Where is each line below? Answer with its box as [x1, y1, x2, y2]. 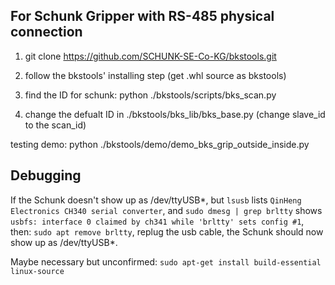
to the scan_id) [24, 119, 87, 131]
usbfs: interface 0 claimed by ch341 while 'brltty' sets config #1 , [10, 215, 305, 227]
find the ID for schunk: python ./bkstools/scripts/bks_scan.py [24, 89, 277, 101]
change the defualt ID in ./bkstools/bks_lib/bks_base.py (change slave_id [24, 108, 326, 120]
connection [10, 24, 83, 41]
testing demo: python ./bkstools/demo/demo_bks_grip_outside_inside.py [10, 138, 310, 150]
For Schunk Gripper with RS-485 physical [10, 8, 275, 25]
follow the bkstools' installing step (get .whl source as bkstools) [24, 69, 287, 81]
